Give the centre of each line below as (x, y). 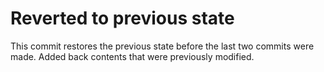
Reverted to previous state (122, 18)
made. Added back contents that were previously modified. (132, 56)
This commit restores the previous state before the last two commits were (162, 46)
